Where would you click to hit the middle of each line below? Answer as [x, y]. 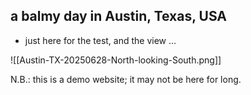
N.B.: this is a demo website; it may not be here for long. [126, 79]
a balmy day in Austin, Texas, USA [119, 16]
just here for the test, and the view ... [100, 40]
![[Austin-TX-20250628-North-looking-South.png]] [116, 60]
